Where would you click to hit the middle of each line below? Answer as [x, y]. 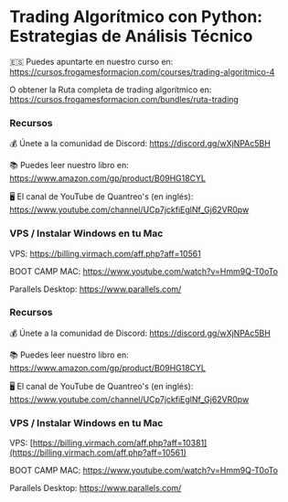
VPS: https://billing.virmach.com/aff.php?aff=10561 [105, 253]
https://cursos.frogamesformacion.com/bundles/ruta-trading [124, 99]
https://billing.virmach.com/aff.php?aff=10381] [120, 443]
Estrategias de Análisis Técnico [131, 36]
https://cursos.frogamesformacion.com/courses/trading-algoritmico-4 [142, 71]
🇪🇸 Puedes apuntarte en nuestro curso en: [91, 61]
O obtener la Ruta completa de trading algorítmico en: [111, 90]
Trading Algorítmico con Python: [136, 17]
